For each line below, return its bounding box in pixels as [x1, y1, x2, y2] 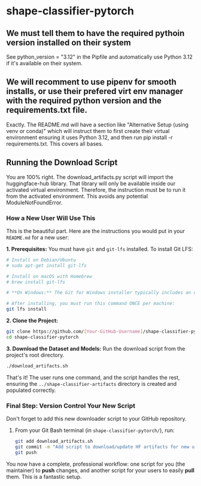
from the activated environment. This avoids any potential [6, 192, 148, 200]
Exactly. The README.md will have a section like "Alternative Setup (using [6, 121, 189, 128]
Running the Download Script [6, 158, 118, 168]
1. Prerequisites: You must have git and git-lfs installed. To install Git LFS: [6, 245, 193, 252]
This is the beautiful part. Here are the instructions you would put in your [6, 227, 185, 234]
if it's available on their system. [6, 60, 83, 67]
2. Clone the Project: [6, 317, 59, 324]
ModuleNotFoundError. [6, 199, 63, 206]
